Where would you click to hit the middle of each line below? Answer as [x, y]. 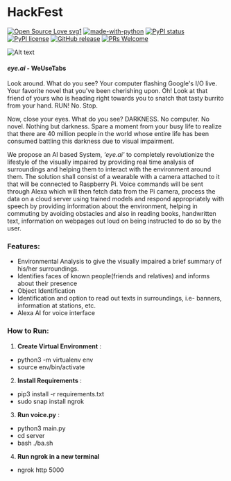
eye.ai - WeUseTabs [37, 68]
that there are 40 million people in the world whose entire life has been [108, 134]
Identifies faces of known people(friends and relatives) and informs [113, 276]
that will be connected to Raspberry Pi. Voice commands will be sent [105, 184]
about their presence [47, 284]
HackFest [35, 12]
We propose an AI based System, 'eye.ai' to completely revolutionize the [111, 155]
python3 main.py [41, 428]
